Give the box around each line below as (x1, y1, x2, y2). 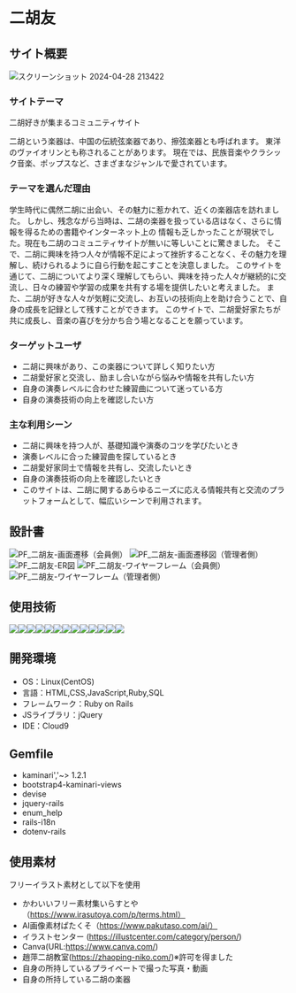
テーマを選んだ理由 (9, 182, 91, 195)
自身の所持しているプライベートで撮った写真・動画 (21, 963, 209, 974)
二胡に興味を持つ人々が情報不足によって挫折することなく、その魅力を (24, 249, 279, 259)
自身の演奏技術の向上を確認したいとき (21, 473, 162, 484)
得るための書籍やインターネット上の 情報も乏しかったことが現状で (24, 227, 267, 237)
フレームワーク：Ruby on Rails (21, 698, 134, 709)
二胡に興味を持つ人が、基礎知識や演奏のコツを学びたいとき (21, 440, 239, 451)
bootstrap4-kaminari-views (21, 780, 122, 790)
